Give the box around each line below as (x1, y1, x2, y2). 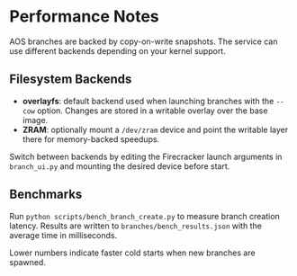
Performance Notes (9, 6, 159, 27)
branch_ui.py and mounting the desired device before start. (9, 160, 230, 172)
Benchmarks (9, 187, 83, 202)
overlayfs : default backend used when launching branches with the (22, 95, 274, 106)
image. (22, 114, 49, 125)
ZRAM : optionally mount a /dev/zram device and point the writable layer (22, 124, 289, 135)
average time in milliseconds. (9, 229, 118, 240)
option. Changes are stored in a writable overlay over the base (37, 105, 268, 116)
